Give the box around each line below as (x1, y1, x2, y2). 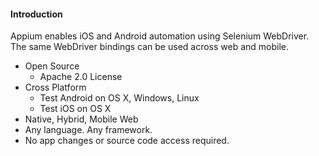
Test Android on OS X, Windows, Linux (39, 92, 200, 104)
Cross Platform (24, 81, 87, 94)
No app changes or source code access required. (24, 135, 230, 147)
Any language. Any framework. (24, 124, 153, 136)
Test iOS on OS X (39, 103, 112, 115)
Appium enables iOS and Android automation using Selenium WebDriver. (10, 30, 310, 42)
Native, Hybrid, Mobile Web (24, 113, 139, 125)
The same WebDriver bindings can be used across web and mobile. (10, 41, 290, 53)
